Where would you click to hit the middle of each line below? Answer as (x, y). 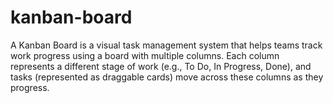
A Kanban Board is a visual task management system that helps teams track (166, 45)
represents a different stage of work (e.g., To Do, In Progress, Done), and (161, 66)
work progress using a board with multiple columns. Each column (145, 55)
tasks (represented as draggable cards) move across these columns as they (167, 77)
